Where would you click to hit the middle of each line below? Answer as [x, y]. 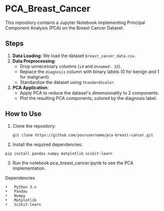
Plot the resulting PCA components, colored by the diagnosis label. [88, 98]
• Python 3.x [21, 187]
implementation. [29, 168]
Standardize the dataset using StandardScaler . [68, 82]
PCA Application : [30, 87]
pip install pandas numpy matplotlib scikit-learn [59, 154]
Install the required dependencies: [48, 144]
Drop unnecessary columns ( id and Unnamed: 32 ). [71, 66]
